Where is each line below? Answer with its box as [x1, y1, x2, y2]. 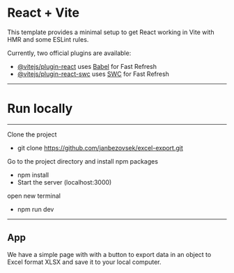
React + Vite [7, 5, 80, 21]
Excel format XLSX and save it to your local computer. [7, 258, 162, 266]
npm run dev [17, 205, 54, 213]
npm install [17, 171, 49, 179]
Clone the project [7, 130, 57, 139]
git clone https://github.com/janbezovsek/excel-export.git [17, 143, 183, 152]
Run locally [7, 101, 73, 116]
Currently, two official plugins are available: [7, 49, 132, 57]
